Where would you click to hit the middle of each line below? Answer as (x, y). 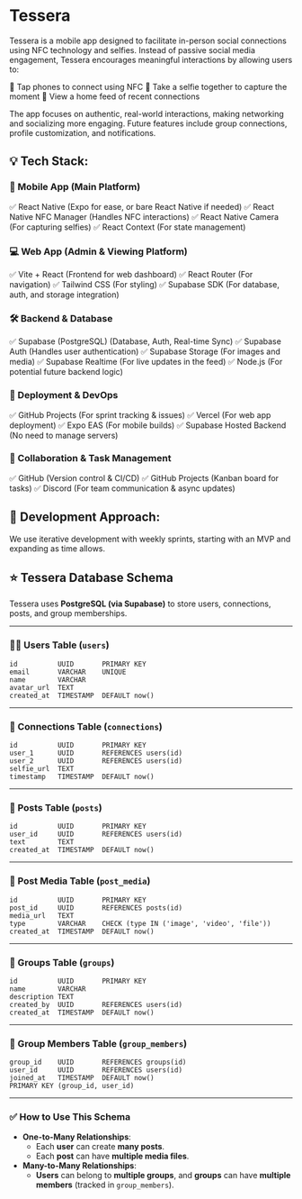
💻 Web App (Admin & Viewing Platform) (99, 251)
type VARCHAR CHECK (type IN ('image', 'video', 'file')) (140, 923)
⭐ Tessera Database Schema (91, 578)
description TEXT (42, 996)
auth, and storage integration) (64, 295)
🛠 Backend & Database (61, 318)
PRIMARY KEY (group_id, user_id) (72, 1086)
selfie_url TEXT (42, 769)
